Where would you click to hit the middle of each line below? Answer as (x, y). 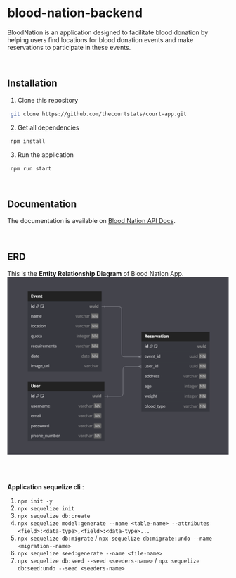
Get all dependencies (48, 127)
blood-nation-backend (75, 13)
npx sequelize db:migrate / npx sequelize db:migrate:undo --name (115, 538)
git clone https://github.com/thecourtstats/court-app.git (99, 114)
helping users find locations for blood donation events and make (100, 39)
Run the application (45, 155)
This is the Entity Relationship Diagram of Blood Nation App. (96, 274)
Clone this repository (48, 100)
